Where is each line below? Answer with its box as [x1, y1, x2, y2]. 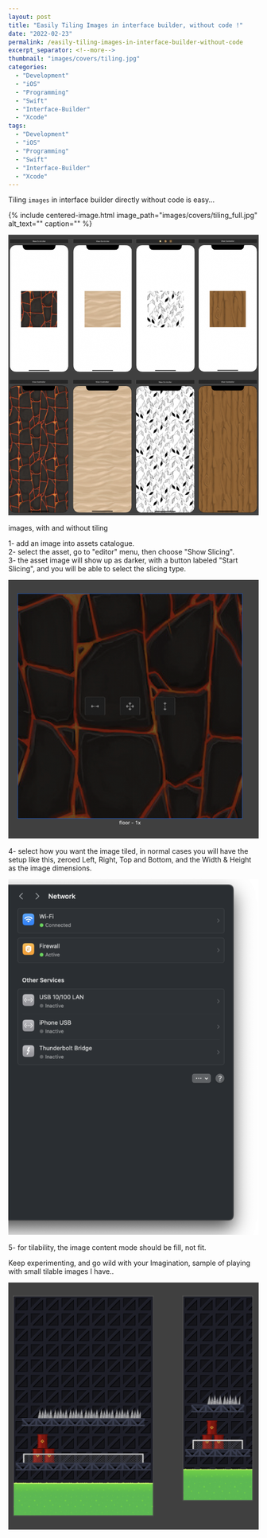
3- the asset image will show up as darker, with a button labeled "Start [8, 555, 238, 565]
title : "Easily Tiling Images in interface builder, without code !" [8, 21, 244, 29]
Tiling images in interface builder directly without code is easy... [8, 195, 215, 204]
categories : [8, 64, 48, 72]
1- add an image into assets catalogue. [8, 539, 135, 548]
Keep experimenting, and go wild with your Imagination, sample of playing [8, 1258, 251, 1267]
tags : [8, 122, 26, 130]
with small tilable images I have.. [8, 1266, 114, 1276]
